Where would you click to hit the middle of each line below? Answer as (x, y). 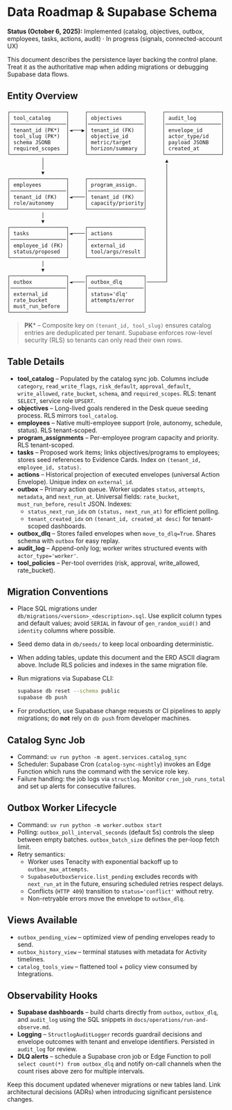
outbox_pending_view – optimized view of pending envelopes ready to (116, 937)
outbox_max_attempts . (58, 869)
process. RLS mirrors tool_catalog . (68, 415)
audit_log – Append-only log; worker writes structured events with (112, 548)
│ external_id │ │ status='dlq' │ (77, 294)
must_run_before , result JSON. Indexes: (74, 504)
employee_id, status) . (49, 467)
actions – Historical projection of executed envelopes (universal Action (118, 474)
